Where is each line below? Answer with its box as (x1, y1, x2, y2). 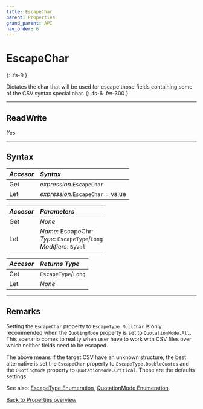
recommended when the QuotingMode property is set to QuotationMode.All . (6, 329, 192, 336)
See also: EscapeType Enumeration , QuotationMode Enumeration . (6, 384, 170, 392)
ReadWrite (6, 113, 47, 123)
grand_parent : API (6, 20, 53, 26)
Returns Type (40, 259, 80, 268)
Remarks (6, 306, 41, 317)
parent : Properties (6, 14, 56, 21)
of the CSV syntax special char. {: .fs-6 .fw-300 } (6, 90, 129, 97)
